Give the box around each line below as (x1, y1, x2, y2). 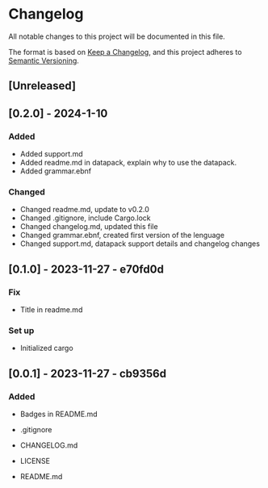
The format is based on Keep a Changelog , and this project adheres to (8, 47, 242, 56)
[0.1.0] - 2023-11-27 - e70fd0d (8, 262, 164, 276)
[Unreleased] (8, 79, 77, 93)
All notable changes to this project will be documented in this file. (8, 31, 226, 41)
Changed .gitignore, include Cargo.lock (19, 213, 151, 223)
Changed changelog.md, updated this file (19, 222, 159, 231)
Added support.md (19, 149, 83, 159)
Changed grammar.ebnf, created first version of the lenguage (19, 231, 224, 240)
